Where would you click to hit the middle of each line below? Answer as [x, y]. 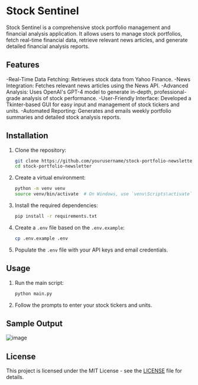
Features [23, 65]
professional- [171, 92]
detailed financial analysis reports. [48, 46]
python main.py [33, 294]
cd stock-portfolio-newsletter [53, 166]
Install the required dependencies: [56, 205]
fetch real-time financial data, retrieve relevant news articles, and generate [97, 40]
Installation [27, 136]
